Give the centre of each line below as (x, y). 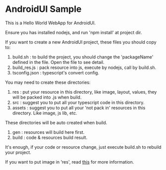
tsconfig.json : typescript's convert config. (56, 72)
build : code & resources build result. (50, 137)
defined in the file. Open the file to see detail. (58, 62)
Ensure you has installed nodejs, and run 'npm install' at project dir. (74, 32)
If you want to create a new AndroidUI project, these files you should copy (81, 42)
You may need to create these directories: (48, 82)
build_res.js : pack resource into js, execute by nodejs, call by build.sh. (84, 67)
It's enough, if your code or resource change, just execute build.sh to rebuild (83, 147)
